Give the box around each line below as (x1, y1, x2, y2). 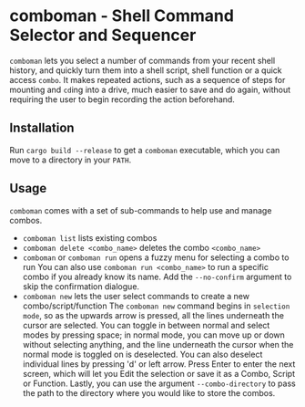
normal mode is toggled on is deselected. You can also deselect (22, 349, 263, 360)
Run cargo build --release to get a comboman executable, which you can (9, 144, 280, 155)
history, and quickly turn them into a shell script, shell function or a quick (9, 65, 282, 76)
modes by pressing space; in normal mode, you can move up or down (22, 329, 285, 340)
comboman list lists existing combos (22, 232, 158, 243)
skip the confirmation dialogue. (22, 280, 139, 292)
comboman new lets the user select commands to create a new (22, 290, 250, 301)
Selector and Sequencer (9, 25, 197, 46)
